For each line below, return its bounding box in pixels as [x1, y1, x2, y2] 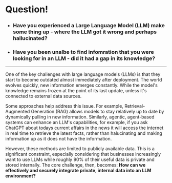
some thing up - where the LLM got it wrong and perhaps [12, 28, 157, 35]
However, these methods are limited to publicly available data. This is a [5, 146, 155, 152]
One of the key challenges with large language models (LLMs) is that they [5, 71, 161, 77]
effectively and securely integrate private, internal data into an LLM [5, 168, 152, 174]
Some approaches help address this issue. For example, [5, 103, 124, 109]
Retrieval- [124, 103, 145, 109]
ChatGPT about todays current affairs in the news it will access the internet [5, 125, 164, 131]
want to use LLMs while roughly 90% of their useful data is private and [5, 156, 155, 162]
